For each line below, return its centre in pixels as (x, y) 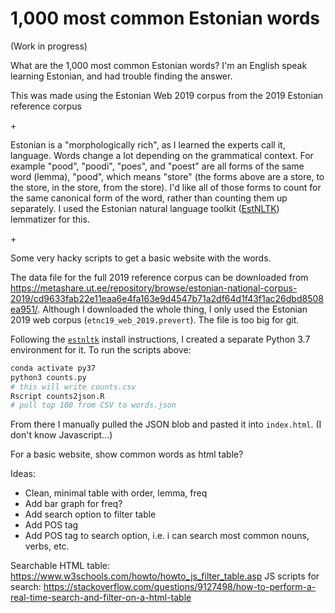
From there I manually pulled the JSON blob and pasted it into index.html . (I (166, 424)
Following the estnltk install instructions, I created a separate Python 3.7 (160, 339)
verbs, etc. (47, 546)
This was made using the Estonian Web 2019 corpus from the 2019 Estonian (167, 95)
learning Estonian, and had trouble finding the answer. (121, 76)
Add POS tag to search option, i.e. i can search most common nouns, (167, 536)
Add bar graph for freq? (73, 504)
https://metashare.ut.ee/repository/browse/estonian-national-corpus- (154, 288)
